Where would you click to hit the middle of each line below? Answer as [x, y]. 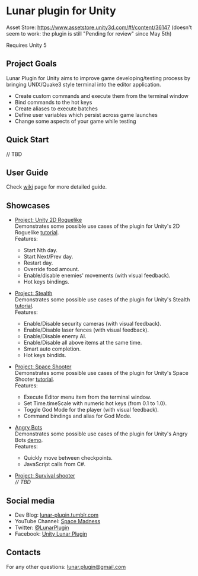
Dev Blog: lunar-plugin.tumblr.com [57, 515]
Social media [31, 500]
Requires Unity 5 [26, 45]
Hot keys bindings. [46, 282]
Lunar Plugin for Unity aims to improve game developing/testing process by [98, 78]
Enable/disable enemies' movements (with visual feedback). [97, 276]
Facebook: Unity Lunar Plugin [51, 534]
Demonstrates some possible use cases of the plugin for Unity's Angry [101, 434]
